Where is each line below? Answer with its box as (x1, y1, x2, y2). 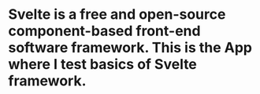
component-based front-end (8, 22, 201, 40)
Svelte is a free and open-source (8, 5, 226, 23)
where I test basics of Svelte (8, 56, 197, 74)
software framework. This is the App (8, 39, 252, 56)
